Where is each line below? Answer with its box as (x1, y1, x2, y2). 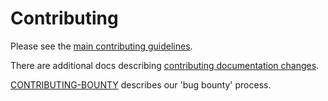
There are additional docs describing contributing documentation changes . (10, 59, 320, 71)
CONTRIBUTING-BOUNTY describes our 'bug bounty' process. (10, 78, 272, 91)
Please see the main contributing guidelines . (10, 40, 193, 52)
